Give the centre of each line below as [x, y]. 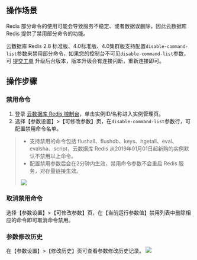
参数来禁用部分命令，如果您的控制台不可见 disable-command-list [95, 53]
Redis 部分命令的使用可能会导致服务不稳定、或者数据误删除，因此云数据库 [97, 26]
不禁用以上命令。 [56, 156]
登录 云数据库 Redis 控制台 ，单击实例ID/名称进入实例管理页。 [89, 114]
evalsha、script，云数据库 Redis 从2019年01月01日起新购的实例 [107, 148]
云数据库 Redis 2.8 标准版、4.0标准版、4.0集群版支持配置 [76, 46]
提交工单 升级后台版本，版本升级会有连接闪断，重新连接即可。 [88, 60]
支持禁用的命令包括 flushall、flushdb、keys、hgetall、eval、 [103, 141]
